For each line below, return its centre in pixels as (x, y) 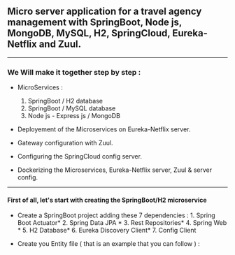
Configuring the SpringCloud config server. (79, 156)
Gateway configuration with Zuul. (65, 143)
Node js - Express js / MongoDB (74, 116)
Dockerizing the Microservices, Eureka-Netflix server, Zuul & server (115, 170)
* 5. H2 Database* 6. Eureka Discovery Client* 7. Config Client (107, 231)
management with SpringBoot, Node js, (94, 23)
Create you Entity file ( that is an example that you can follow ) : (109, 244)
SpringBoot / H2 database (65, 101)
